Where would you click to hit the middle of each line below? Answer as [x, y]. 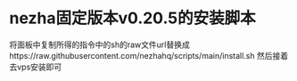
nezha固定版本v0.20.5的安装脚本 [132, 18]
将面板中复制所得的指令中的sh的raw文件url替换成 [99, 45]
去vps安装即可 [36, 67]
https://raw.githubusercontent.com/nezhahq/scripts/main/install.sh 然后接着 [148, 55]
